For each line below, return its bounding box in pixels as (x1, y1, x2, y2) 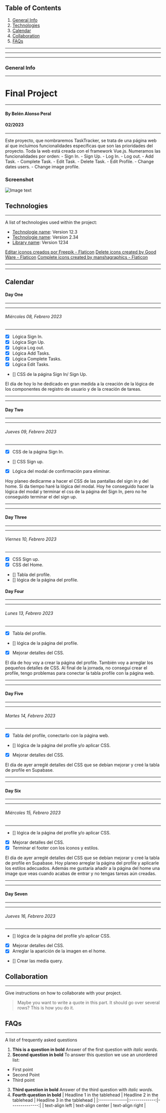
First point (12, 1067, 33, 1072)
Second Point (12, 1072, 40, 1077)
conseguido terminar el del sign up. (5, 494, 78, 499)
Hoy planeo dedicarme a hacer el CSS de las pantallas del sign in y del (5, 478, 149, 484)
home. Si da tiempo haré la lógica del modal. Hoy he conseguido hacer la (5, 483, 154, 489)
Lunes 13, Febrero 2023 (5, 610, 53, 616)
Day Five (5, 691, 24, 697)
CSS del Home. (12, 562, 43, 568)
